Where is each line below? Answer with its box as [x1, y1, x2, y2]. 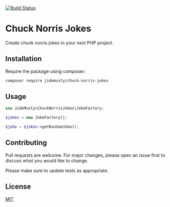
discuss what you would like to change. [5, 157, 89, 163]
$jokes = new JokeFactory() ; [5, 115, 68, 120]
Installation [5, 54, 42, 64]
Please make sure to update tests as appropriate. [5, 167, 109, 174]
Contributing [5, 138, 47, 147]
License [5, 182, 31, 191]
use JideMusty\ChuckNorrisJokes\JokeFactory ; [5, 106, 104, 111]
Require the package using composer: [5, 68, 86, 74]
